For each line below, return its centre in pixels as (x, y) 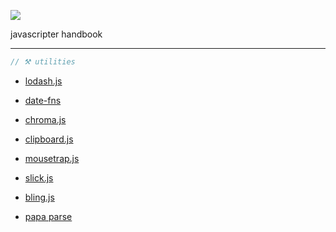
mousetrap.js (52, 158)
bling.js (39, 197)
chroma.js (45, 119)
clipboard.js (49, 139)
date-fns (43, 100)
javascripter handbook (56, 34)
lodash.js (43, 81)
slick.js (39, 177)
